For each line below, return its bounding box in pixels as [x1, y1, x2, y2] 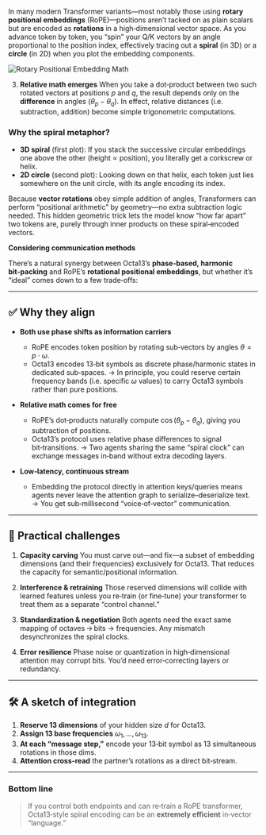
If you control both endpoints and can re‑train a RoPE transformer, [27, 802, 243, 811]
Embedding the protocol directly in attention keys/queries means [31, 481, 243, 491]
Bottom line [8, 783, 54, 794]
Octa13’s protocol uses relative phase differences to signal [31, 434, 222, 443]
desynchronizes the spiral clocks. [19, 632, 130, 641]
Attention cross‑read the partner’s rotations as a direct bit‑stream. [19, 756, 237, 766]
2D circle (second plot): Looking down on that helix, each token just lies [19, 170, 255, 180]
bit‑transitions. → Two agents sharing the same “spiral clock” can [31, 443, 245, 452]
